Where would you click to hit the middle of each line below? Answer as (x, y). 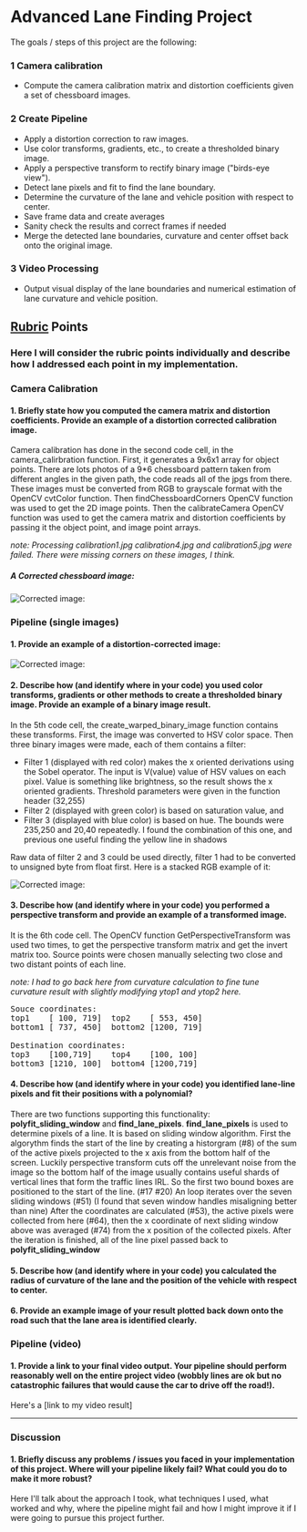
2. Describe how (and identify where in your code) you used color (137, 684)
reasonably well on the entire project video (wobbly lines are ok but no (146, 1375)
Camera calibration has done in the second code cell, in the (122, 450)
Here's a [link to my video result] (72, 1405)
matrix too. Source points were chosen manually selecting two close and (147, 954)
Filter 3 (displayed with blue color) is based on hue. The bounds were (154, 820)
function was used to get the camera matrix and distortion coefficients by (148, 518)
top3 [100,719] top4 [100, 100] (104, 1054)
